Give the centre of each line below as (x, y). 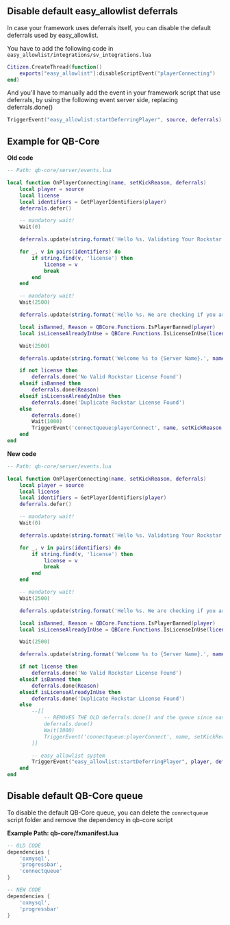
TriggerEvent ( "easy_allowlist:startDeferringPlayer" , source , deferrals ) (115, 120)
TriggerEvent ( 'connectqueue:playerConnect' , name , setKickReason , (128, 428)
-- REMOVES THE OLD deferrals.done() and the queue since (128, 718)
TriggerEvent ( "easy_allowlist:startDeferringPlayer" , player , (122, 762)
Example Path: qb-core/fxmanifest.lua (63, 833)
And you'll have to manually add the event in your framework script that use (114, 93)
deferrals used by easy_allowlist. (53, 35)
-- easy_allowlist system (69, 756)
